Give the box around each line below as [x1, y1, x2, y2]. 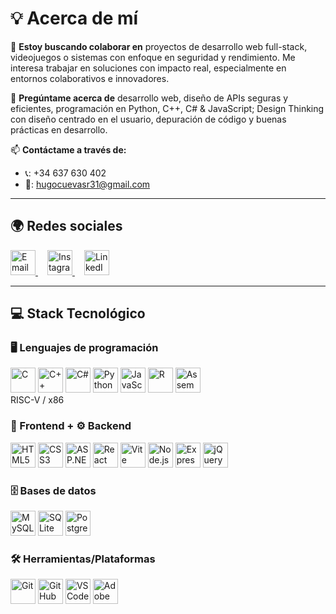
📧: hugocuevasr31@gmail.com [24, 178, 151, 190]
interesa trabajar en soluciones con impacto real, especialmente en [10, 62, 287, 74]
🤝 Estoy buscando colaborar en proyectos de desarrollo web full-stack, [10, 40, 308, 52]
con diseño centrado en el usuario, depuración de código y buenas [10, 113, 287, 125]
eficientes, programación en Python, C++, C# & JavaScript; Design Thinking [10, 102, 325, 114]
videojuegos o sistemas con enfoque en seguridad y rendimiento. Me [10, 51, 296, 63]
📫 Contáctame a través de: [10, 143, 127, 156]
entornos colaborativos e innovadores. [10, 72, 170, 84]
